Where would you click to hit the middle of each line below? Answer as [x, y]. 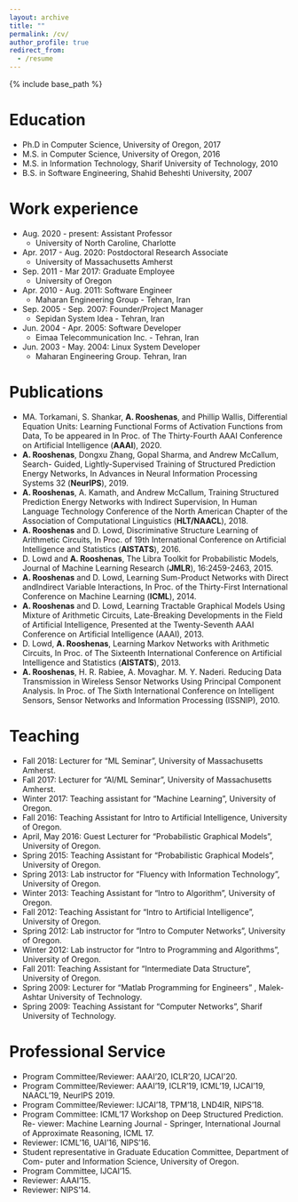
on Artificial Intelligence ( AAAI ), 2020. [92, 445]
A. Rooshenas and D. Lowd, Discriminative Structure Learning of [140, 530]
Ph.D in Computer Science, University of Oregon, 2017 [122, 144]
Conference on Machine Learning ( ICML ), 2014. [109, 596]
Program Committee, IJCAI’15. [77, 1171]
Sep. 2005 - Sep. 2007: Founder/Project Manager [113, 309]
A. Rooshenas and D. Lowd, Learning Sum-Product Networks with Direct [155, 577]
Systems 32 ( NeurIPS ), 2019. [75, 483]
